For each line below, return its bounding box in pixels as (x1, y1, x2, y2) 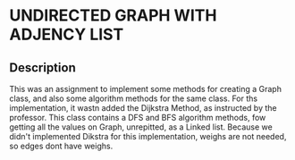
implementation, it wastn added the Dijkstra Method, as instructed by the (9, 103, 277, 113)
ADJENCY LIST (9, 24, 124, 45)
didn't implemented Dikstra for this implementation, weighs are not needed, (9, 131, 287, 141)
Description (9, 60, 76, 75)
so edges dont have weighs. (9, 140, 114, 151)
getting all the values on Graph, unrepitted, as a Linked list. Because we (9, 122, 273, 132)
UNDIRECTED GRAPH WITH (9, 5, 217, 26)
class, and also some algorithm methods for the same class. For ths (9, 93, 257, 104)
